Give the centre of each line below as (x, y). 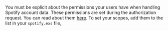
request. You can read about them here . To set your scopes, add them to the (84, 18)
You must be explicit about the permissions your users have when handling (83, 7)
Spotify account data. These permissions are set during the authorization (81, 12)
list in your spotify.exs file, (33, 23)
